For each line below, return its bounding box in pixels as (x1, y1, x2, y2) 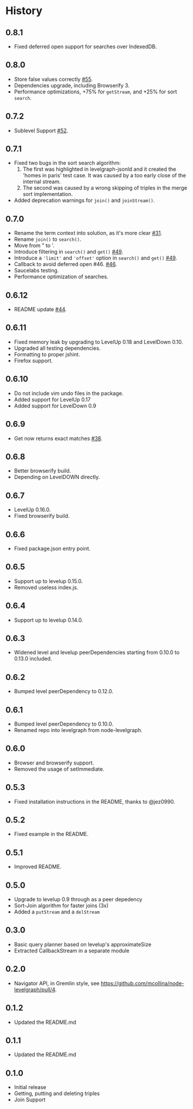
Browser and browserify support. (13, 759, 94, 766)
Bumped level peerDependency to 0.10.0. (13, 720, 114, 727)
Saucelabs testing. (13, 267, 59, 274)
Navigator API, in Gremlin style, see (13, 979, 100, 987)
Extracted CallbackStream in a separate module (13, 947, 130, 954)
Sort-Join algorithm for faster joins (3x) (13, 902, 109, 909)
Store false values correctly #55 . (13, 75, 93, 83)
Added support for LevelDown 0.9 (13, 402, 96, 409)
